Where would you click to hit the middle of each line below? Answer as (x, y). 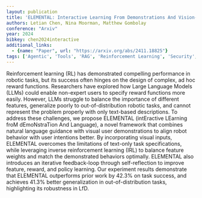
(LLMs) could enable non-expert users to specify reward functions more (96, 92)
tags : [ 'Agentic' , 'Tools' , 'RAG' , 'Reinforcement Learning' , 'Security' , (102, 56)
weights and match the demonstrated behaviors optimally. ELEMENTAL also (100, 156)
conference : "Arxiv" (32, 28)
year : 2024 (20, 34)
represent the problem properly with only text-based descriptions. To (92, 112)
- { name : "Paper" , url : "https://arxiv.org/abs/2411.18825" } (90, 51)
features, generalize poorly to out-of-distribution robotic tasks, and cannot (99, 105)
